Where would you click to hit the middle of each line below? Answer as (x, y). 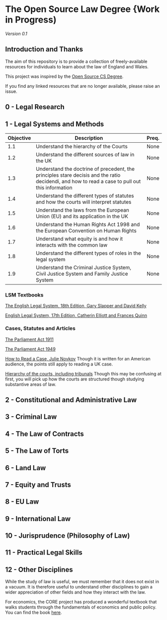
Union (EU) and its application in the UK (82, 216)
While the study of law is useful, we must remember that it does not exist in (82, 582)
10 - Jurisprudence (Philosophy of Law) (68, 536)
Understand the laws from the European (82, 210)
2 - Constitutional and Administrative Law (71, 400)
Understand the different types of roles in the (88, 253)
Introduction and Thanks (44, 49)
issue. (11, 91)
